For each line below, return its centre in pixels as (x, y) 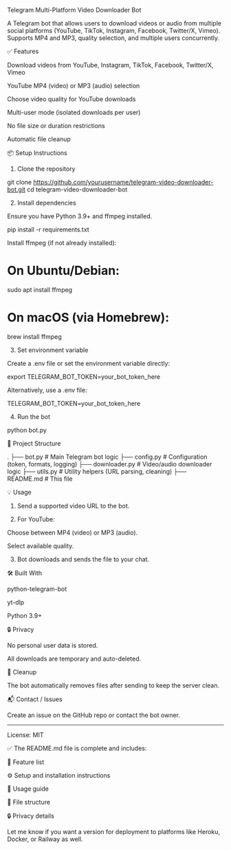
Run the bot (33, 417)
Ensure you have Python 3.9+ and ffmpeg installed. (80, 216)
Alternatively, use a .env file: (47, 390)
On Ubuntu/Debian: (64, 271)
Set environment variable (53, 350)
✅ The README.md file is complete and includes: (77, 748)
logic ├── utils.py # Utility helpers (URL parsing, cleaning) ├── (97, 471)
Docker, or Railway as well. (45, 839)
